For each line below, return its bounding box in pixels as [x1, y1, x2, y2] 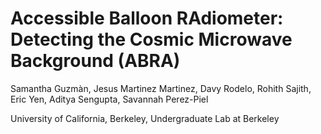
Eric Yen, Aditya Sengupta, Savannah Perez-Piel [10, 93, 209, 105]
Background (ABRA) [10, 50, 181, 72]
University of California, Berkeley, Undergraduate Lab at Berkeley [10, 112, 280, 124]
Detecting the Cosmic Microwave [10, 28, 293, 51]
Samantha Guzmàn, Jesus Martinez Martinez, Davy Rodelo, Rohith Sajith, [10, 82, 312, 94]
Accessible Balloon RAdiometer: [10, 7, 284, 30]
